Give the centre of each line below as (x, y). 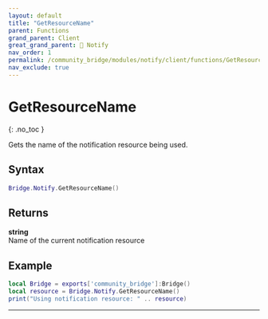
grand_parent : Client (44, 38)
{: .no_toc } (26, 129)
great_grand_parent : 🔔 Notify (59, 45)
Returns (29, 213)
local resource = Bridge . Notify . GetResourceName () (94, 291)
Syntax (26, 169)
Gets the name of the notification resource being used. (98, 144)
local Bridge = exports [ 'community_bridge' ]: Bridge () (100, 284)
